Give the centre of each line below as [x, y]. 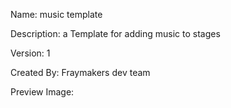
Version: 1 [30, 53]
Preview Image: [42, 92]
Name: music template [56, 14]
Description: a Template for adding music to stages [115, 33]
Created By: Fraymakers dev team [80, 72]
